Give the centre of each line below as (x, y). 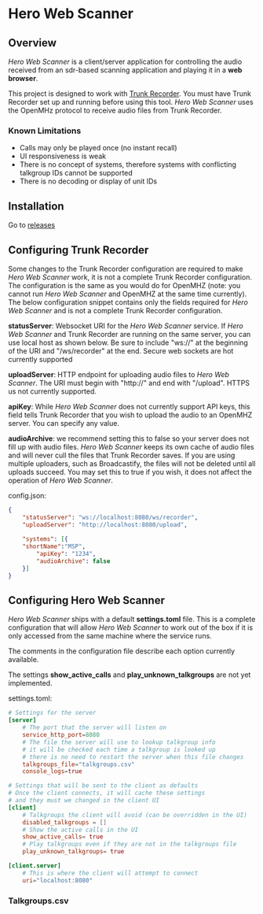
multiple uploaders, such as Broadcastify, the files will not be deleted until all (132, 463)
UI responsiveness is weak (63, 156)
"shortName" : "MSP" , (54, 547)
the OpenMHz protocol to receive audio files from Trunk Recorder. (115, 110)
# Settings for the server (52, 713)
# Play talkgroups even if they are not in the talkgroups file (130, 844)
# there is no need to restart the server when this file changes (133, 757)
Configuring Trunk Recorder (79, 250)
